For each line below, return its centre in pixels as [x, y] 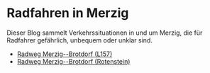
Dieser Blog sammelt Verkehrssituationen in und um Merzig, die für [105, 33]
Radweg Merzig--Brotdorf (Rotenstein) [73, 61]
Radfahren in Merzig [68, 13]
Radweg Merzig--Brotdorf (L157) [65, 54]
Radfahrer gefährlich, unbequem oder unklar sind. [80, 40]
